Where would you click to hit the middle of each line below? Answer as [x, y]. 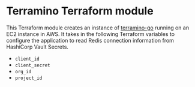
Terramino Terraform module [80, 11]
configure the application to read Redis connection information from [90, 40]
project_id [28, 78]
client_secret [32, 65]
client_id [27, 59]
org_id [23, 71]
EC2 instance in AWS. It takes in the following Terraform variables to [91, 34]
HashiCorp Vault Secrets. [37, 47]
